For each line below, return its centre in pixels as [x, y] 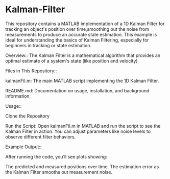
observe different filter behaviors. [41, 136]
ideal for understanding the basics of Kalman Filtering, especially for [77, 40]
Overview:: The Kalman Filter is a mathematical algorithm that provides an [83, 55]
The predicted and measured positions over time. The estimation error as [82, 166]
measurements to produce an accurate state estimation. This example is [81, 34]
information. [18, 96]
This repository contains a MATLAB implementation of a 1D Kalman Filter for [85, 24]
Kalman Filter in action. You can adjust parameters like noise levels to [78, 131]
